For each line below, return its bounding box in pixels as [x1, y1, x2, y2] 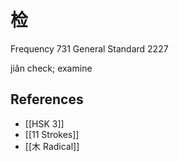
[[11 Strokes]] [24, 128, 80, 140]
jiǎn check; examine [10, 62, 93, 74]
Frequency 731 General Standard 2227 [10, 42, 169, 55]
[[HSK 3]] [24, 117, 65, 130]
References [10, 91, 84, 108]
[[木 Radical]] [24, 140, 80, 152]
